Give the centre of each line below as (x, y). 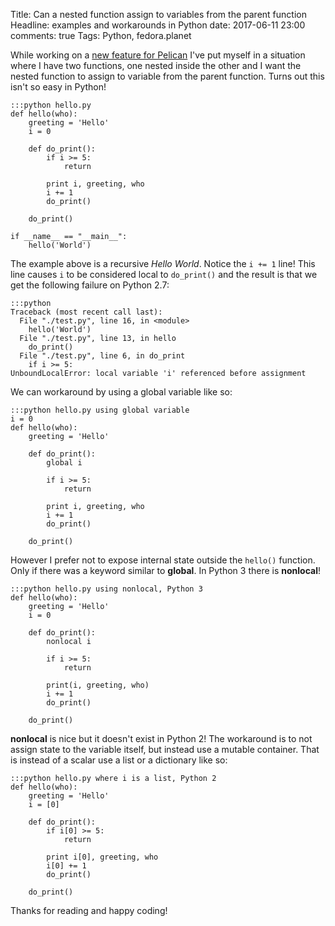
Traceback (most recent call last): (86, 312)
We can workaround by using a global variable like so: (121, 392)
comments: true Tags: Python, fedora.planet (101, 35)
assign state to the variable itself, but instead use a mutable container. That (165, 749)
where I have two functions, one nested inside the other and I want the (156, 65)
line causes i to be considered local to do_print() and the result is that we (164, 274)
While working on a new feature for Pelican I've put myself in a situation (158, 55)
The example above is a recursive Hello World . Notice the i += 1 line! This (163, 263)
